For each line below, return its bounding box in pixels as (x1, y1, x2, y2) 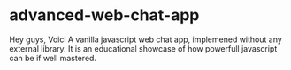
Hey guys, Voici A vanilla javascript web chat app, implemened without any (9, 34, 283, 45)
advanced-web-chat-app (9, 5, 200, 25)
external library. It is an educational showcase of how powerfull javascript (9, 43, 278, 53)
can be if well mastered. (9, 52, 97, 63)
